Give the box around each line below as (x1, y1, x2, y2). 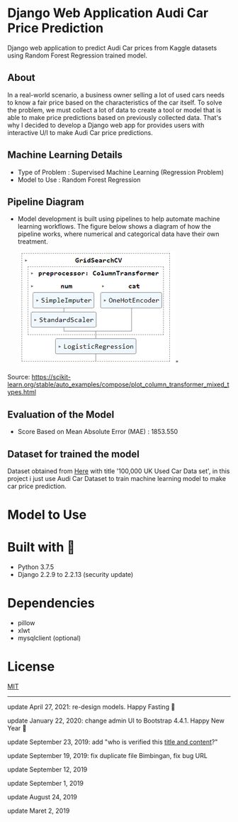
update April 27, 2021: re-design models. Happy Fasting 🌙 (7, 703, 176, 711)
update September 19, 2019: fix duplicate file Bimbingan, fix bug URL (7, 752, 208, 759)
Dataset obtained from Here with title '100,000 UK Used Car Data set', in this (7, 467, 230, 475)
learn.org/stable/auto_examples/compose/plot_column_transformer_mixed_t (7, 380, 229, 389)
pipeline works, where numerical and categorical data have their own (17, 229, 220, 239)
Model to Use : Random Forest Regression (17, 175, 141, 184)
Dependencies (7, 595, 95, 612)
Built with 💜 (7, 539, 76, 556)
